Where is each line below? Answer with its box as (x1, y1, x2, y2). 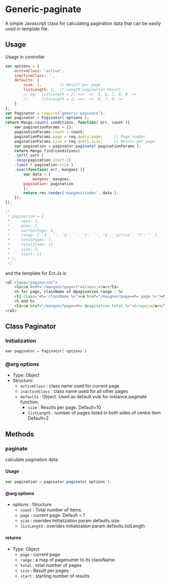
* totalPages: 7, (7, 237, 53, 242)
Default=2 (27, 415, 49, 421)
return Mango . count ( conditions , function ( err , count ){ (5, 120, 130, 125)
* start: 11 (7, 252, 42, 257)
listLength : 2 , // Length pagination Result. (23, 87, 123, 92)
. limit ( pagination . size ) (14, 162, 73, 168)
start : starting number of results (20, 573, 90, 579)
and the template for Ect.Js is (5, 270, 67, 276)
